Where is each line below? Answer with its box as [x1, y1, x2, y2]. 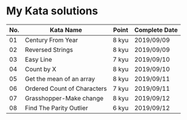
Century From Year [24, 36, 78, 44]
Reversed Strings [24, 45, 73, 54]
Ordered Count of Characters [24, 84, 108, 93]
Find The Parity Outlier [24, 103, 88, 112]
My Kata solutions [6, 4, 99, 18]
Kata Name [50, 26, 82, 34]
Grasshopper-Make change [24, 94, 104, 102]
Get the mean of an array [24, 75, 96, 83]
